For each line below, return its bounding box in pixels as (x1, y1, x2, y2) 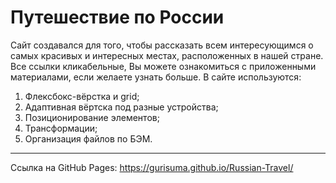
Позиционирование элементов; (24, 111, 160, 123)
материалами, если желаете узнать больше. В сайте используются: (10, 71, 302, 83)
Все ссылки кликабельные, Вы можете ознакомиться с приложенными (10, 60, 317, 72)
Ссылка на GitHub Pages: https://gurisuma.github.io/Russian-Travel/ (10, 161, 294, 173)
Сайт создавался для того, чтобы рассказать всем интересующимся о (10, 39, 314, 51)
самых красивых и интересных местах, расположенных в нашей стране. (10, 49, 324, 61)
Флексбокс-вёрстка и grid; (24, 90, 140, 102)
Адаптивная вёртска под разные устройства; (24, 101, 219, 113)
